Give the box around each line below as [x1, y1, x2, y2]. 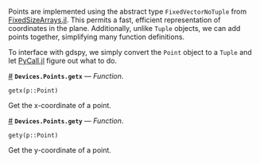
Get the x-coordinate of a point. [8, 101, 111, 110]
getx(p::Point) [8, 87, 59, 95]
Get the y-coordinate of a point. [8, 146, 111, 154]
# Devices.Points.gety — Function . [8, 116, 124, 126]
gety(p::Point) [8, 131, 59, 139]
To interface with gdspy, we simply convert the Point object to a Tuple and [8, 48, 252, 56]
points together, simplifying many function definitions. [8, 32, 185, 41]
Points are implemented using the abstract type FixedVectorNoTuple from [8, 7, 247, 16]
